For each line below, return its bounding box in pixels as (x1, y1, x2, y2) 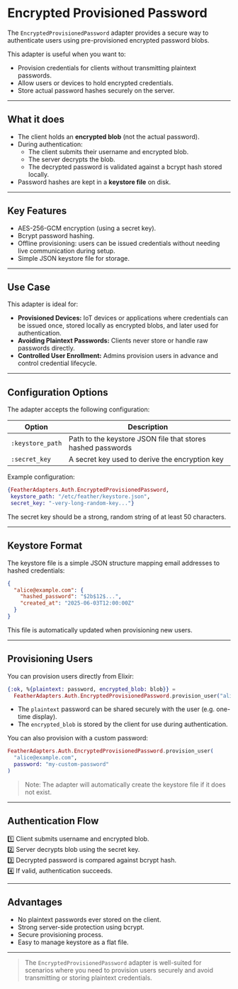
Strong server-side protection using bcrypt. (17, 922, 145, 931)
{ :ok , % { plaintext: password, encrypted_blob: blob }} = (7, 686, 176, 693)
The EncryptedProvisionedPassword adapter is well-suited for (24, 958, 202, 967)
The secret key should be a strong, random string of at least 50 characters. (7, 512, 227, 521)
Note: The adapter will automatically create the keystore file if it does (24, 780, 226, 789)
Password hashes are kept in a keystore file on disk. (17, 178, 171, 186)
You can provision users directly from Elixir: (7, 671, 135, 680)
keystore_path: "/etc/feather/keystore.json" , (10, 493, 151, 500)
